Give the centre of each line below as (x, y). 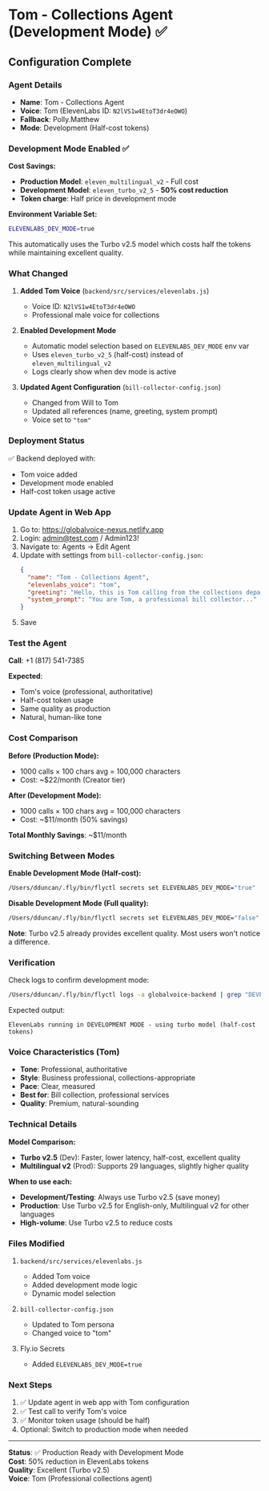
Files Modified (37, 1243)
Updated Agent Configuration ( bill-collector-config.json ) (120, 388)
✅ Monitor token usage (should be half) (85, 1420)
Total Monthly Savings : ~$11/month (68, 835)
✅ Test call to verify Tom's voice (73, 1412)
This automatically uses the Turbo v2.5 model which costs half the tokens (130, 244)
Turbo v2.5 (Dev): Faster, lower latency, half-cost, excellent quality (130, 1157)
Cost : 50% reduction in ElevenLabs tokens (79, 1461)
